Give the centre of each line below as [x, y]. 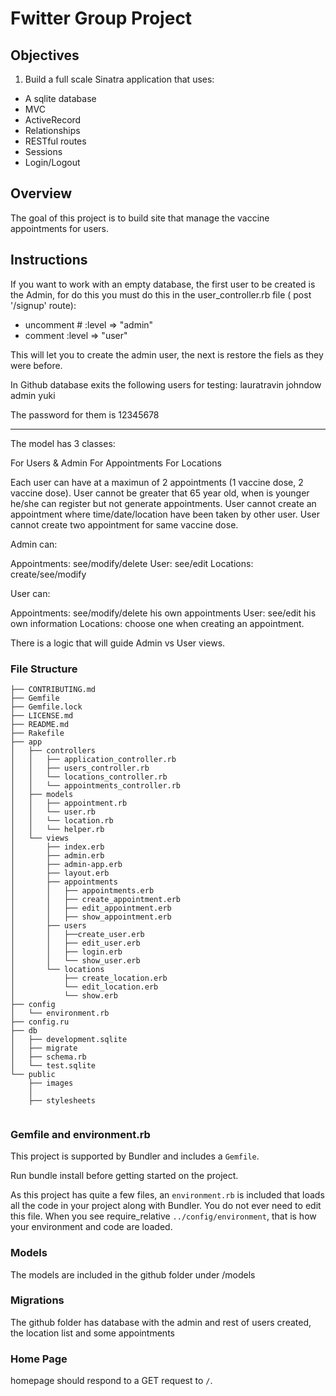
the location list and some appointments [92, 1333]
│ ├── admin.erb [57, 855]
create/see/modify [48, 574]
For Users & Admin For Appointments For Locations [116, 463]
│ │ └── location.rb [62, 820]
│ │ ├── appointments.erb [82, 890]
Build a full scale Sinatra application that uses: [119, 79]
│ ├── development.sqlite [69, 1039]
